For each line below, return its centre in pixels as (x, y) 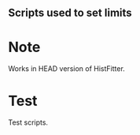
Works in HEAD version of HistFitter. (67, 69)
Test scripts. (28, 122)
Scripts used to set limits (70, 13)
